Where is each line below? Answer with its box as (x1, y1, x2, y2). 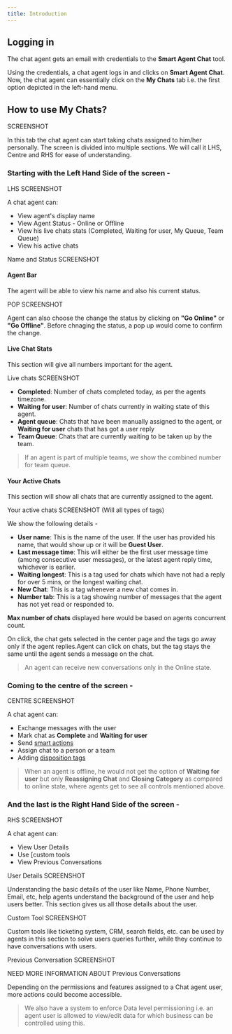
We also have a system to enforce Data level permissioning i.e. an (24, 1004, 214, 1012)
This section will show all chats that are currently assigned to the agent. (7, 492, 214, 501)
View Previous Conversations (17, 857, 103, 866)
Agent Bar (7, 271, 37, 279)
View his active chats (17, 241, 79, 250)
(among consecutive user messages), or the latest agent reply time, (17, 556, 212, 564)
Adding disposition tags (17, 753, 86, 762)
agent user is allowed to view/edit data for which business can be (24, 1011, 214, 1019)
